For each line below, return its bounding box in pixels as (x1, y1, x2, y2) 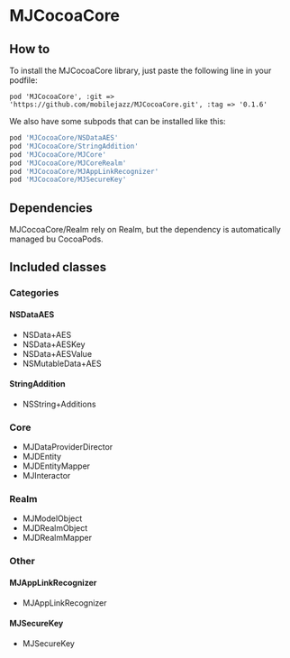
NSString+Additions (22, 398, 96, 409)
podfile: (9, 75, 38, 86)
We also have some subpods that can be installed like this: (9, 116, 227, 126)
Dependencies (9, 200, 93, 215)
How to (9, 41, 50, 57)
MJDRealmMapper (22, 533, 93, 544)
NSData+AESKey (22, 339, 86, 350)
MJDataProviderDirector (22, 442, 113, 452)
